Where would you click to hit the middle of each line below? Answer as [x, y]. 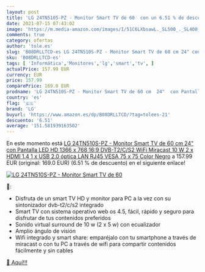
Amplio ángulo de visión [45, 231]
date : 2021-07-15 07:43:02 [41, 23]
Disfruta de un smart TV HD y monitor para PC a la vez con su [93, 198]
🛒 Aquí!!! [17, 263]
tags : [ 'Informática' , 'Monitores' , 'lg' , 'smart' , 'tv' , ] [80, 63]
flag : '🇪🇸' [21, 103]
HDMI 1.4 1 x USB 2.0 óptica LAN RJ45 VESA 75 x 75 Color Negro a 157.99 [99, 156]
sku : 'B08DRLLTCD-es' [34, 58]
